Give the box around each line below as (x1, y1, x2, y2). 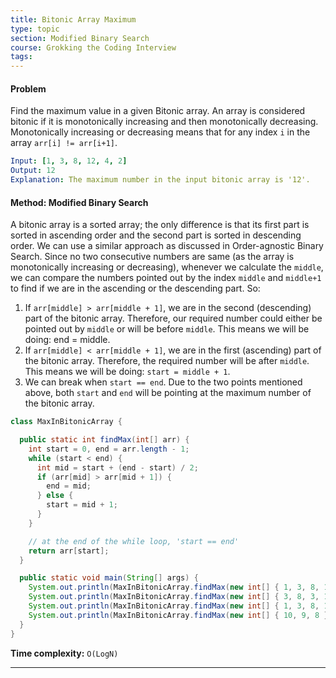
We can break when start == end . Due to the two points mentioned (24, 376, 303, 388)
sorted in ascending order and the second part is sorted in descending (10, 229, 302, 241)
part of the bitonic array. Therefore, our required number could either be (24, 312, 323, 325)
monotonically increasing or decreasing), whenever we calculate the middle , (10, 261, 324, 273)
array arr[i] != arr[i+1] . (10, 137, 118, 149)
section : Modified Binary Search (10, 33, 150, 43)
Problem (10, 82, 47, 95)
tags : (10, 52, 33, 62)
